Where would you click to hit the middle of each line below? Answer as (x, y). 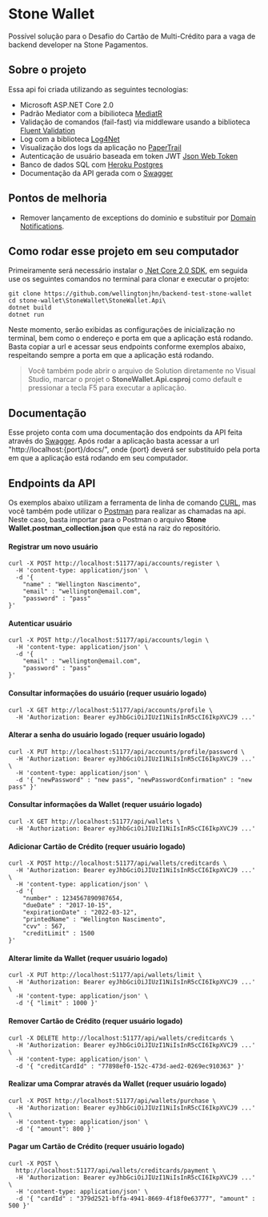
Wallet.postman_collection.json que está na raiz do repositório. (115, 528)
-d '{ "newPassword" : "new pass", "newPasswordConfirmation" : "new (134, 780)
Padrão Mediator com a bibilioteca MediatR (91, 113)
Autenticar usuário (40, 623)
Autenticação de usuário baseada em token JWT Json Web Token (129, 156)
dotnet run (26, 315)
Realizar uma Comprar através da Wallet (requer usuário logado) (118, 1084)
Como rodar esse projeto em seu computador (124, 251)
